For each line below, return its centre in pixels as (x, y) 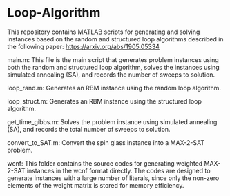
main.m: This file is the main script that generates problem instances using (113, 59)
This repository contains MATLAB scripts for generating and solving (104, 32)
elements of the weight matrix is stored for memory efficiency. (96, 185)
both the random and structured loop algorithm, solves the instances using (113, 67)
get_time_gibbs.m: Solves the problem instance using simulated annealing (112, 121)
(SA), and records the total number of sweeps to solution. (89, 129)
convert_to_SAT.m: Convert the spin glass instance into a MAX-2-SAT (106, 142)
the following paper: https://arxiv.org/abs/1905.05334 (84, 46)
